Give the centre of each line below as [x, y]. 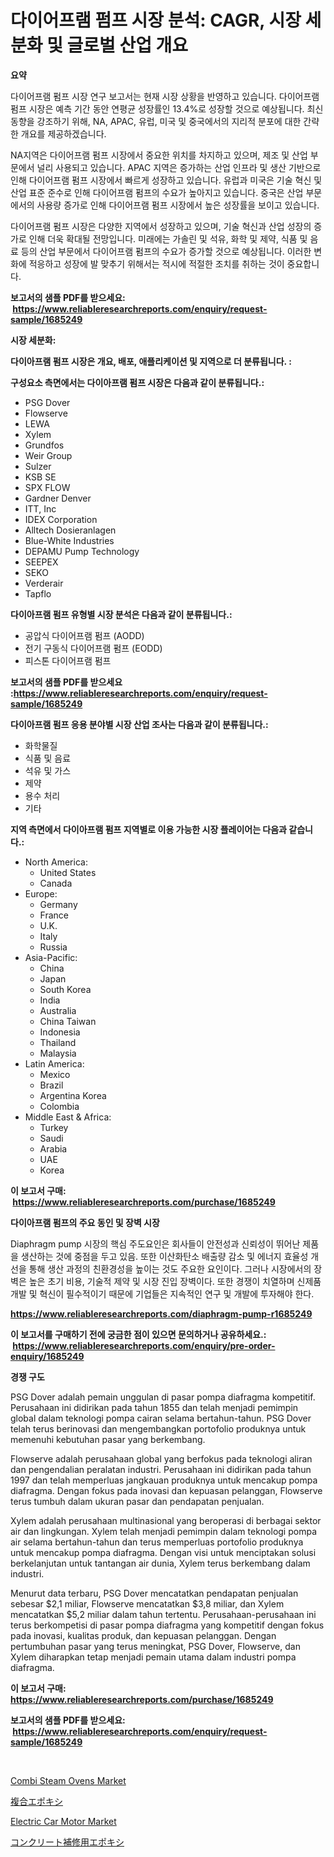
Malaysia [58, 1053]
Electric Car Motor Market [63, 1821]
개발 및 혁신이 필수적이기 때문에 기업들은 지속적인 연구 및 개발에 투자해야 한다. [162, 1293]
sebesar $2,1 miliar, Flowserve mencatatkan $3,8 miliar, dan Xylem [147, 1603]
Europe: [41, 893]
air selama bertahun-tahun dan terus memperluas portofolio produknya [157, 1542]
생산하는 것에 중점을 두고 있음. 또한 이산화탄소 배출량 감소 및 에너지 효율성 [164, 1256]
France [54, 915]
